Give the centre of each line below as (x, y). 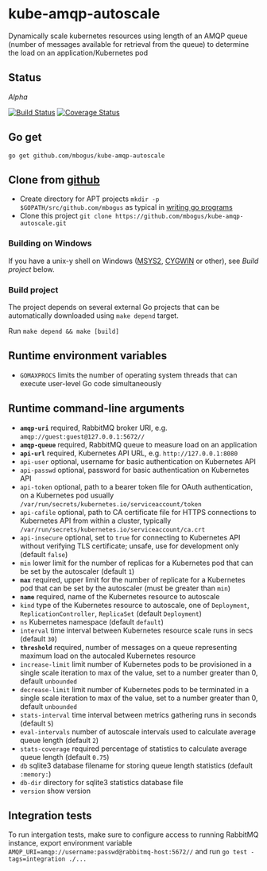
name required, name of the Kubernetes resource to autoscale (120, 596)
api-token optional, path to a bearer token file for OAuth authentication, (136, 486)
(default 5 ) (37, 723)
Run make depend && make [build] (64, 331)
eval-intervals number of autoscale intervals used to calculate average (138, 731)
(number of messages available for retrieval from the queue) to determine (129, 44)
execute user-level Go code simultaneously (91, 383)
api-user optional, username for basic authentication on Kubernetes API (138, 461)
